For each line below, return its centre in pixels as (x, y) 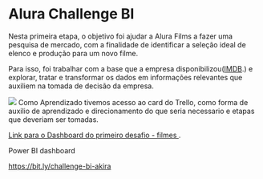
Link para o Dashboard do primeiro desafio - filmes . (95, 135)
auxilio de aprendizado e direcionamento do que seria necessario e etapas (131, 111)
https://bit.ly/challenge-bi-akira (60, 166)
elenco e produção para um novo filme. (73, 53)
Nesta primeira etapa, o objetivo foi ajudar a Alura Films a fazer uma (121, 36)
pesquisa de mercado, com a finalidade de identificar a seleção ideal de (127, 44)
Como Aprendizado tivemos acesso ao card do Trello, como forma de (133, 102)
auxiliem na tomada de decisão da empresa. (81, 86)
